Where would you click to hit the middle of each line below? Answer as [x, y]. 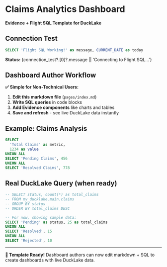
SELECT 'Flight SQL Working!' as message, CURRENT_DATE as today [74, 50]
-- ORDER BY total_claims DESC [38, 208]
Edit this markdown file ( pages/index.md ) [54, 97]
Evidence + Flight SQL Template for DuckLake [53, 23]
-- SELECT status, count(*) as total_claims [52, 195]
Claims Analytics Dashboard [65, 9]
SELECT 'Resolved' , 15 [29, 231]
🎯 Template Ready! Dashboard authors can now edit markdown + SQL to [80, 255]
